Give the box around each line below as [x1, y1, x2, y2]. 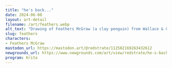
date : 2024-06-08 [5, 12, 42, 17]
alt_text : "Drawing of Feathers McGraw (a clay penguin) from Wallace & [5, 27, 164, 32]
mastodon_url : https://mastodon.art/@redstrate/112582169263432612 [5, 46, 153, 51]
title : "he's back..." [5, 7, 54, 13]
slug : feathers [5, 31, 38, 36]
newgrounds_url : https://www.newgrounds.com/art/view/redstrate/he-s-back [5, 50, 168, 55]
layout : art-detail [5, 17, 47, 22]
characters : [5, 36, 31, 41]
